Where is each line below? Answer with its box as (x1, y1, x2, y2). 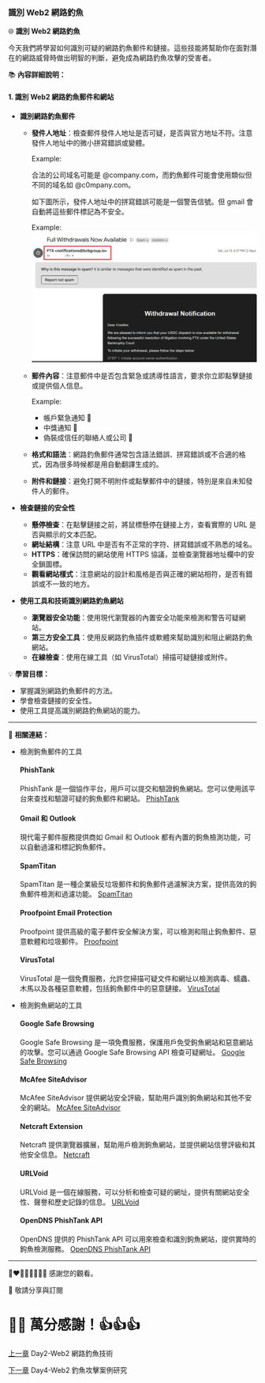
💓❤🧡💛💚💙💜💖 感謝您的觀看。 (8, 1268, 98, 1278)
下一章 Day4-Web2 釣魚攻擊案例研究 (8, 1365, 128, 1374)
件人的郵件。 (31, 486, 73, 495)
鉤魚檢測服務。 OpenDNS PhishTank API (19, 1244, 151, 1253)
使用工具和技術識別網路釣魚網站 (19, 596, 124, 605)
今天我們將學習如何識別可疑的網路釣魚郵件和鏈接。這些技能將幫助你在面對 (8, 44, 250, 53)
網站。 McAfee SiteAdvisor (33, 1103, 121, 1112)
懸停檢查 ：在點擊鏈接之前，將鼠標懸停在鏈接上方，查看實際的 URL (31, 520, 248, 529)
